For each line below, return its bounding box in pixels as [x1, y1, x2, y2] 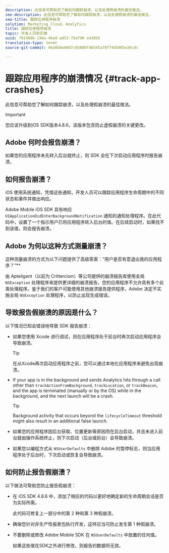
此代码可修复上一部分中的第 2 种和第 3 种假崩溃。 [12, 510, 116, 516]
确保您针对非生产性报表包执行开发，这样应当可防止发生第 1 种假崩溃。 [12, 521, 159, 527]
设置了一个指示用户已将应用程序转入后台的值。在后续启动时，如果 [18, 219, 155, 225]
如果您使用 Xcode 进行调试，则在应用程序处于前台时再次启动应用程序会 [12, 333, 161, 339]
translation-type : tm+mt [5, 40, 58, 46]
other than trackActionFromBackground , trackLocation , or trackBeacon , [12, 382, 158, 388]
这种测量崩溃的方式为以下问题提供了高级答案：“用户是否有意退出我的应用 [5, 256, 158, 262]
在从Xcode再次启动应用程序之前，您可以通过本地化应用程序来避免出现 [12, 360, 159, 366]
